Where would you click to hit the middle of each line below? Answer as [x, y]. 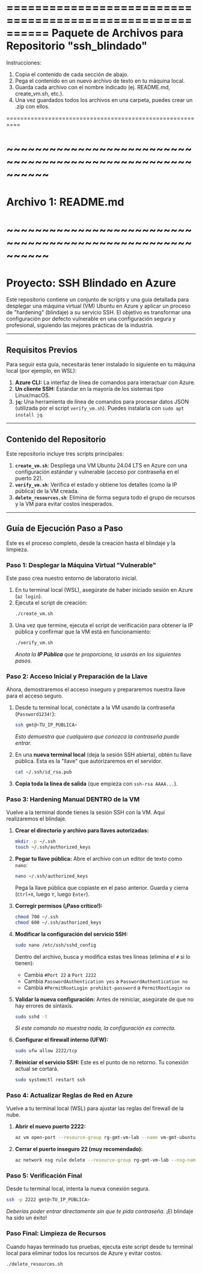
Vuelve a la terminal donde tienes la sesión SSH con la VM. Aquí [86, 813]
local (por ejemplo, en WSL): [41, 371]
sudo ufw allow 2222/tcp [46, 1051]
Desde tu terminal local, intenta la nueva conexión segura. [78, 1189]
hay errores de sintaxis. [44, 1006]
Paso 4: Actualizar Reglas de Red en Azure [70, 1096]
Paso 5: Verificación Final [44, 1176]
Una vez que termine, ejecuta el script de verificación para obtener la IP [104, 626]
